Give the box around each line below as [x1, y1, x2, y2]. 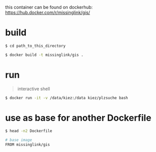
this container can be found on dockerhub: [5, 4, 93, 10]
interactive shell [17, 86, 50, 92]
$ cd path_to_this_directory [5, 43, 66, 48]
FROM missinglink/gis [5, 142, 50, 148]
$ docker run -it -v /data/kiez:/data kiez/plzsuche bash [5, 95, 128, 100]
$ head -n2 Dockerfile [5, 129, 52, 134]
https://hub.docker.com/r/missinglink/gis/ [5, 9, 91, 15]
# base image [5, 138, 32, 143]
